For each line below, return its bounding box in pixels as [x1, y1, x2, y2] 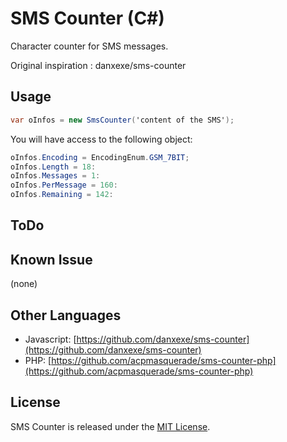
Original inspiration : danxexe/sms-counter [10, 59, 187, 71]
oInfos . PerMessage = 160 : [10, 180, 118, 191]
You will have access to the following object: [10, 133, 193, 145]
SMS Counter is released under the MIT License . [10, 420, 211, 432]
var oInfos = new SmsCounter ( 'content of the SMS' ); [10, 115, 235, 125]
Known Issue [10, 251, 93, 268]
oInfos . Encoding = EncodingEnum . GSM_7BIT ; [10, 152, 190, 162]
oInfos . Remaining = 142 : [10, 190, 114, 200]
